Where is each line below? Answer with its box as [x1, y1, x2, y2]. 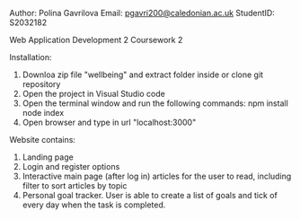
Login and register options [22, 162, 120, 171]
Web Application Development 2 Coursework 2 [9, 35, 183, 45]
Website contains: [9, 135, 76, 145]
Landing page [22, 152, 74, 162]
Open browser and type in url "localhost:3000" [22, 117, 197, 127]
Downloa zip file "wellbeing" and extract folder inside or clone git [22, 69, 263, 80]
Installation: [9, 52, 52, 62]
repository [22, 79, 61, 89]
